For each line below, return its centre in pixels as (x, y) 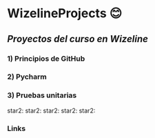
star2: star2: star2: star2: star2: (51, 110)
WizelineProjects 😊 (65, 13)
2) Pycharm (27, 77)
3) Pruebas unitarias (42, 95)
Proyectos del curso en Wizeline (77, 39)
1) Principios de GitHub (46, 59)
